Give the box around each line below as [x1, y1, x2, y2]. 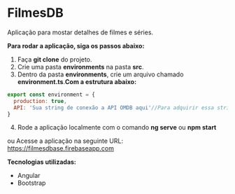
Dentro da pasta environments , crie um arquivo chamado [17, 70, 184, 78]
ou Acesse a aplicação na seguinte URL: [7, 137, 124, 145]
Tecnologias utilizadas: [7, 158, 77, 166]
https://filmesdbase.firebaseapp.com [7, 144, 114, 153]
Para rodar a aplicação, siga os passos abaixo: [7, 41, 145, 50]
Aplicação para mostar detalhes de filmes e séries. [7, 28, 154, 36]
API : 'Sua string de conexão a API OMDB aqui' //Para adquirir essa [13, 104, 215, 111]
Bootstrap [17, 179, 46, 187]
